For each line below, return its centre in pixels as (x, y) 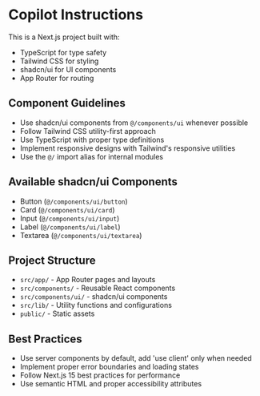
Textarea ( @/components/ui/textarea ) (81, 235)
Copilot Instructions (76, 15)
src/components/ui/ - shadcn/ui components (94, 297)
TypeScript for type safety (63, 52)
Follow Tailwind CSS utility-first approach (88, 131)
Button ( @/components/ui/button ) (74, 201)
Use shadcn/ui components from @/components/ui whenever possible (134, 123)
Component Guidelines (67, 103)
